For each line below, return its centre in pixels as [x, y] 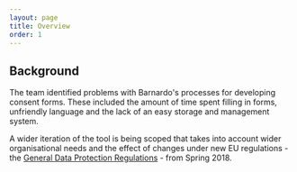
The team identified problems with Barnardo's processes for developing [143, 93]
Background [44, 71]
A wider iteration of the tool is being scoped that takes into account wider [145, 139]
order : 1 [26, 34]
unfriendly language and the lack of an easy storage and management [139, 112]
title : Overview [40, 26]
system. [24, 122]
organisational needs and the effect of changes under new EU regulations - [149, 149]
